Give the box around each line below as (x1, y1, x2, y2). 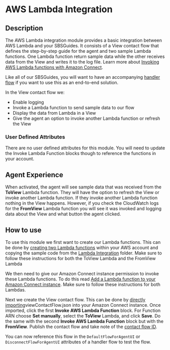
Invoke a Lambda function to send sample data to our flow (12, 105, 134, 110)
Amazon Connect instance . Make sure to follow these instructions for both (5, 281, 161, 288)
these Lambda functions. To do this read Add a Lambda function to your (5, 276, 156, 282)
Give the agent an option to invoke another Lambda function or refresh (12, 115, 160, 121)
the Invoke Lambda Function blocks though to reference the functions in (5, 150, 156, 156)
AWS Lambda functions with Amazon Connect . (5, 65, 103, 70)
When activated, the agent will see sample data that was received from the (5, 184, 161, 190)
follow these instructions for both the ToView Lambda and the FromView (5, 255, 156, 261)
